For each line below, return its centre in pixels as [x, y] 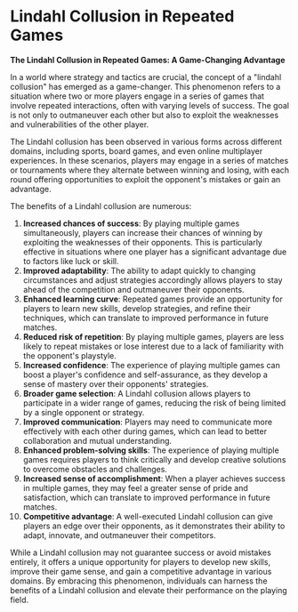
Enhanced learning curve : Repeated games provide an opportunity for [153, 299]
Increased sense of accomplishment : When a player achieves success [154, 479]
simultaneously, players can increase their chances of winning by [143, 232]
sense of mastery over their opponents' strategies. [116, 383]
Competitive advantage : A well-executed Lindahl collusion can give [148, 516]
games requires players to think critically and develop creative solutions [154, 459]
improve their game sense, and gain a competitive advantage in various [141, 571]
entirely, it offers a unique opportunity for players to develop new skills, [140, 561]
